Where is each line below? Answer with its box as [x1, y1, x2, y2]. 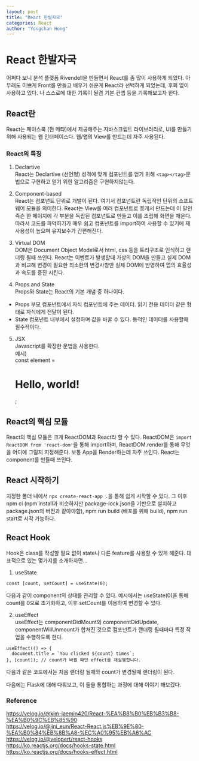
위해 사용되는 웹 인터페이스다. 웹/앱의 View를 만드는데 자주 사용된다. [6, 133, 166, 140]
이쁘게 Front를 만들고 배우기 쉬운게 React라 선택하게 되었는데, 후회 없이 [22, 82, 189, 89]
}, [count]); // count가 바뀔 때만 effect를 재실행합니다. [6, 657, 142, 663]
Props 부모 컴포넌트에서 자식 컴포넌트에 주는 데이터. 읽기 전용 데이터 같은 [14, 301, 186, 308]
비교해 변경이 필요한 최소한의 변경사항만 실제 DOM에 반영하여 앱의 [21, 262, 176, 269]
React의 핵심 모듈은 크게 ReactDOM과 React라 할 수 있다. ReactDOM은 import [6, 433, 192, 441]
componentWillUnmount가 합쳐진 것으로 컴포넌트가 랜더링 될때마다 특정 [14, 625, 185, 633]
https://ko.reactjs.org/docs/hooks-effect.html [6, 748, 118, 755]
